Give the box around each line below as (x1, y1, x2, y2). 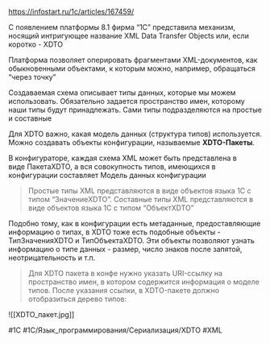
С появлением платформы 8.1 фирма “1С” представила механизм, (8, 23, 236, 31)
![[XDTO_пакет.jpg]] (8, 310, 75, 319)
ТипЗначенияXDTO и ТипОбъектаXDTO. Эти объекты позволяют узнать (8, 236, 255, 245)
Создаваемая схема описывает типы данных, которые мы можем (8, 88, 236, 97)
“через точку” (8, 72, 56, 81)
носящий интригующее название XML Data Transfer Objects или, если (8, 31, 250, 40)
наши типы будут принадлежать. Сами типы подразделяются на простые (8, 105, 262, 114)
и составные (8, 114, 52, 123)
